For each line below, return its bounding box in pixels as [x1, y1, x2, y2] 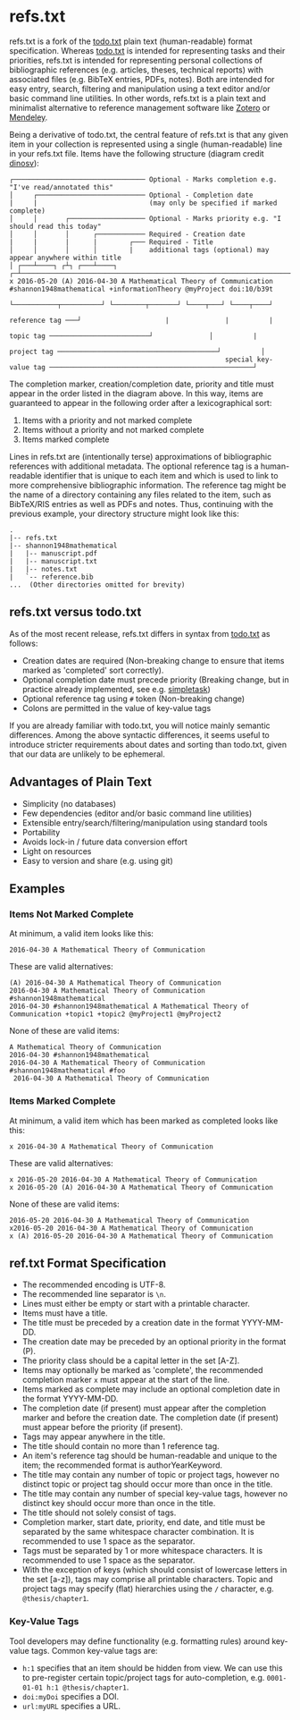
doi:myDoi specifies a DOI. [21, 1690, 120, 1701]
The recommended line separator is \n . [21, 1289, 167, 1300]
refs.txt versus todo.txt [9, 605, 142, 620]
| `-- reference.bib [9, 572, 94, 581]
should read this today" [9, 222, 102, 231]
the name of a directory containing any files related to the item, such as [9, 489, 271, 500]
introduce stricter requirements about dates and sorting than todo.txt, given [9, 739, 287, 750]
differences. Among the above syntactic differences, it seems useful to [9, 729, 270, 740]
